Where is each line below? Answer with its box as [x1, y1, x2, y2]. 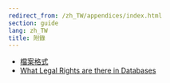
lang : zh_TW [8, 26, 48, 34]
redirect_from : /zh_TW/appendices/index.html [8, 11, 162, 20]
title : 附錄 [8, 34, 45, 42]
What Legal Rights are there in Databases [19, 65, 156, 76]
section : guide [8, 19, 59, 27]
